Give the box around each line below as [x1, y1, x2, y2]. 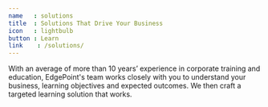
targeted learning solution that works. [8, 89, 132, 99]
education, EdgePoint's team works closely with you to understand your [8, 72, 246, 82]
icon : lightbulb [8, 27, 74, 35]
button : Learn [8, 34, 59, 43]
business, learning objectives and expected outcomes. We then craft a [8, 81, 242, 91]
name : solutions [8, 11, 74, 20]
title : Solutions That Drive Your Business [8, 19, 163, 27]
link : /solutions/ [8, 42, 84, 50]
